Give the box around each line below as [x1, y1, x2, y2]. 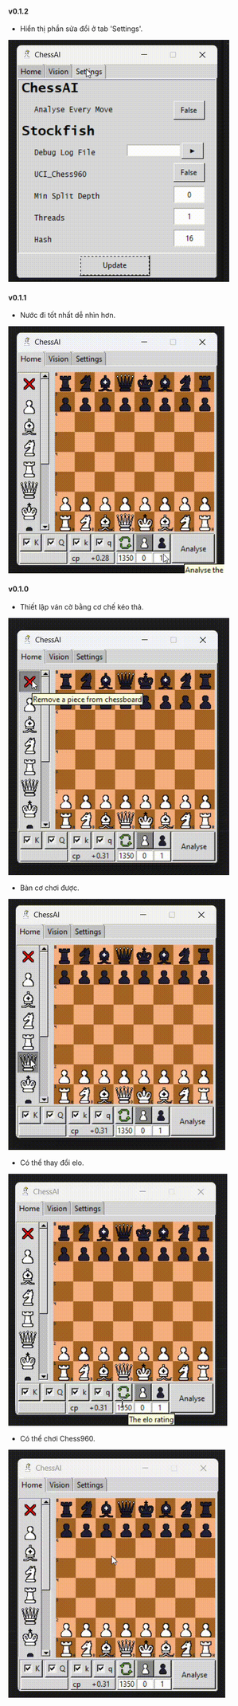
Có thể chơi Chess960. [19, 1433, 96, 1443]
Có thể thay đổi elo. [19, 1158, 84, 1167]
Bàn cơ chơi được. [19, 883, 80, 892]
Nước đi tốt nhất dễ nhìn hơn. [19, 311, 116, 320]
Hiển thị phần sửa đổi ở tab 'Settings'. [19, 24, 143, 33]
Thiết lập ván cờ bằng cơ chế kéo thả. [19, 602, 144, 611]
